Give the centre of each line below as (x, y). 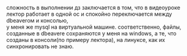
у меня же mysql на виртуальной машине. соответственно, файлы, (94, 27)
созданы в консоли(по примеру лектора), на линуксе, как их (86, 40)
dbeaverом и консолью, (37, 20)
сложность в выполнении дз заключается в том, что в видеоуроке (93, 8)
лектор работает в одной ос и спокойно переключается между (89, 14)
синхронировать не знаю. (40, 46)
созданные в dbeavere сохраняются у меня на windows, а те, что (91, 33)
